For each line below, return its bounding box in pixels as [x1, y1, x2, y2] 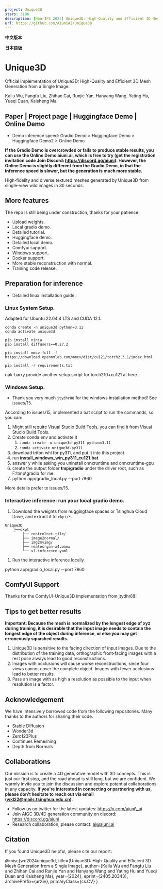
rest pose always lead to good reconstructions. [12, 656, 107, 662]
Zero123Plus [12, 733, 37, 739]
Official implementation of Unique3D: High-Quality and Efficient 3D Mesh [5, 78, 151, 84]
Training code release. [12, 265, 57, 271]
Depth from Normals [12, 743, 53, 749]
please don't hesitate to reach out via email [5, 791, 94, 797]
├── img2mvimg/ [22, 540, 53, 545]
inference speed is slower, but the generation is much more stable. [5, 168, 143, 174]
